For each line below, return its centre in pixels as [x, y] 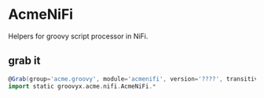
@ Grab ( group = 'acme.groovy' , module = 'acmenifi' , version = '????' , [115, 79]
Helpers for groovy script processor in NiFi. [78, 36]
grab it [24, 61]
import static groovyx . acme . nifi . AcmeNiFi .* [82, 86]
